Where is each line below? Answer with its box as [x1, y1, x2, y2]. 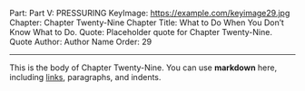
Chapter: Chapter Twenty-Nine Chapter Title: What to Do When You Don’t [9, 17, 284, 28]
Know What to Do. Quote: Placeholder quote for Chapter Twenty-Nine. [9, 27, 272, 37]
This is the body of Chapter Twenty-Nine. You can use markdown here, [9, 62, 278, 73]
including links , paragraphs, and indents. [9, 72, 162, 82]
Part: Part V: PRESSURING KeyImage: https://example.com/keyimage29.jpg [9, 8, 290, 18]
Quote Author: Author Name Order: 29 [9, 36, 152, 47]
